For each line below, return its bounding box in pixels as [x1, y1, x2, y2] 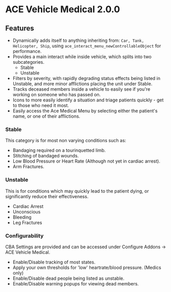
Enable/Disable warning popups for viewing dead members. [12, 280, 139, 286]
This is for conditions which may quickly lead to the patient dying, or [5, 188, 149, 194]
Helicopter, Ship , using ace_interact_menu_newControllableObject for [12, 43, 161, 49]
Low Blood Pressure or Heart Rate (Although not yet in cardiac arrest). [12, 158, 161, 164]
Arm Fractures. [12, 164, 44, 170]
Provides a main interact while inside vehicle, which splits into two [12, 54, 152, 60]
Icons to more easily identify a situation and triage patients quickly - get [12, 97, 164, 103]
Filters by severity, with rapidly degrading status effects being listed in [12, 75, 161, 81]
